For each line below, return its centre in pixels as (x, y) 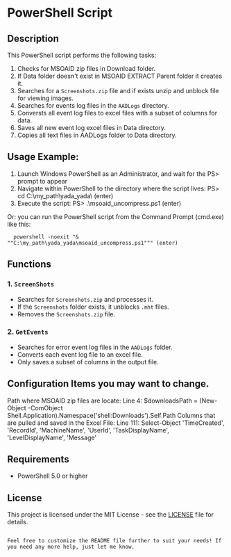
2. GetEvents (28, 332)
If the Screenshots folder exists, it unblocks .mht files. (93, 307)
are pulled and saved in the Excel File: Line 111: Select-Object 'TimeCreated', (116, 423)
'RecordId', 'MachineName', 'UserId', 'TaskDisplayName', (88, 430)
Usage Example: (43, 157)
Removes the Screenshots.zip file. (66, 314)
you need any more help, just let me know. (71, 547)
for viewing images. (45, 98)
